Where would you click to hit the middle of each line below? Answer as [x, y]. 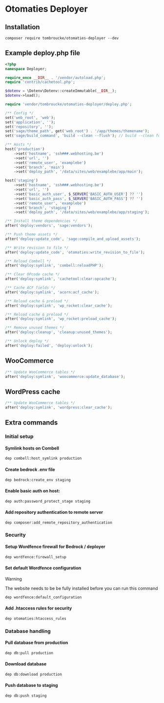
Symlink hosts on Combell [32, 448]
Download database [26, 664]
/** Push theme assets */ [31, 234]
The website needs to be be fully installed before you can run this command [82, 588]
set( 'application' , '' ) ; [30, 122]
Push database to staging [31, 685]
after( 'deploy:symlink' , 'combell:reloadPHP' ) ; [54, 266]
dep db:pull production [29, 653]
